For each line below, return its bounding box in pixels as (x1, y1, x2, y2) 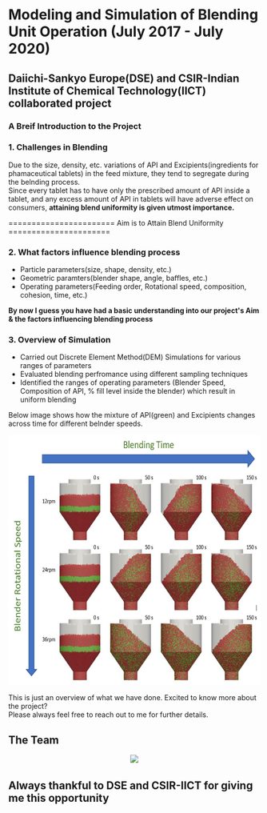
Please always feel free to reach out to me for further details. (8, 710, 209, 719)
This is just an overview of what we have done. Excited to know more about (8, 693, 257, 703)
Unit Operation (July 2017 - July (8, 22, 224, 41)
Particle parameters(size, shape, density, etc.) (19, 265, 172, 274)
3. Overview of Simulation (8, 334, 111, 346)
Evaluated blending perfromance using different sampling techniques (19, 370, 248, 379)
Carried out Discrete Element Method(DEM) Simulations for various (19, 352, 241, 362)
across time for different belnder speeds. (8, 419, 143, 429)
